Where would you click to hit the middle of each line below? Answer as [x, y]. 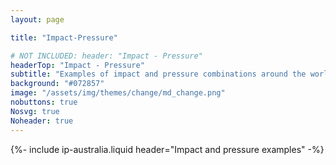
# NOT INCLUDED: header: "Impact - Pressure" [106, 56]
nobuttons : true [44, 102]
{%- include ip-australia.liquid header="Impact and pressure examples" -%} [167, 149]
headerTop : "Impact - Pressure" [77, 65]
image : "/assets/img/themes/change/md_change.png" [118, 93]
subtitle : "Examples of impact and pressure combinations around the [158, 74]
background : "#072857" [57, 84]
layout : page [37, 19]
